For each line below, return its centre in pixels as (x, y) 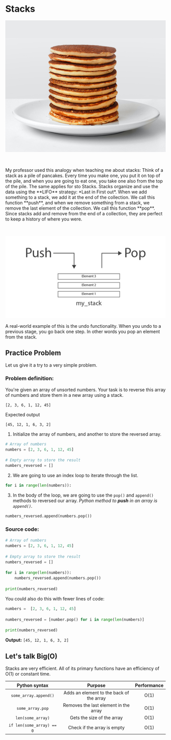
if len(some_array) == (33, 725)
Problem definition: (30, 378)
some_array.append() (33, 696)
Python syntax (33, 685)
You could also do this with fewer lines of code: (55, 598)
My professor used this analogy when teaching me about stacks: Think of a (84, 170)
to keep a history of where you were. (44, 219)
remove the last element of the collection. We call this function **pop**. (80, 208)
